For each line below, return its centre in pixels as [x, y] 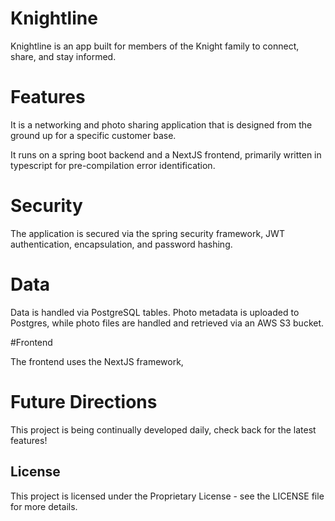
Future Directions [84, 401]
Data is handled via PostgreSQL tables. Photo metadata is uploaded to [155, 312]
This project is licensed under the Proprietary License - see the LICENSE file [167, 496]
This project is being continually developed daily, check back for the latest [163, 429]
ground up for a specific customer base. [93, 135]
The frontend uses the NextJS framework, [97, 361]
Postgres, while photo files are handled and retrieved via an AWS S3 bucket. [167, 323]
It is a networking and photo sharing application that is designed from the [161, 124]
